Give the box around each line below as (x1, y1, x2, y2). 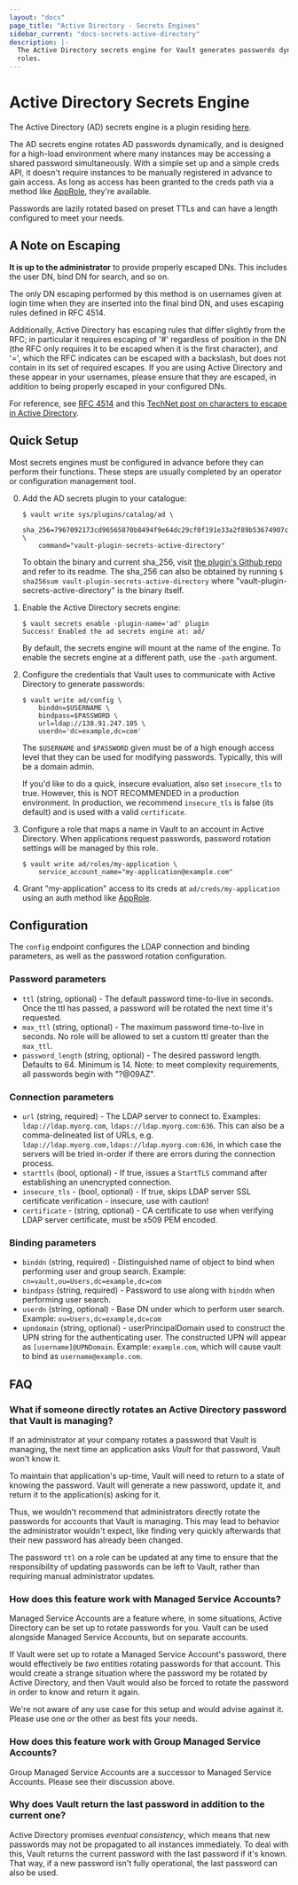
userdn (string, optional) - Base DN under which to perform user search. (21, 1304, 286, 1315)
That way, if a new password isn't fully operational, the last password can (9, 1858, 278, 1868)
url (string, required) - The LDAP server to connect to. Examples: (21, 1110, 261, 1122)
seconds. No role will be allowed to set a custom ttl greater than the (21, 1030, 270, 1042)
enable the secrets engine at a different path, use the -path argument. (21, 652, 278, 662)
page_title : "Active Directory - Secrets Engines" (9, 21, 200, 30)
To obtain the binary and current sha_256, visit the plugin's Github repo (21, 556, 283, 567)
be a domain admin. (21, 761, 95, 771)
